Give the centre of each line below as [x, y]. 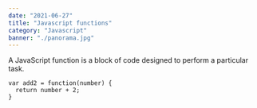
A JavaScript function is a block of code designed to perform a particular [128, 60]
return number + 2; [48, 91]
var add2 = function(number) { [60, 83]
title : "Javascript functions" [60, 23]
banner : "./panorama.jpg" [51, 38]
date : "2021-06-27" [41, 15]
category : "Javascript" [48, 30]
